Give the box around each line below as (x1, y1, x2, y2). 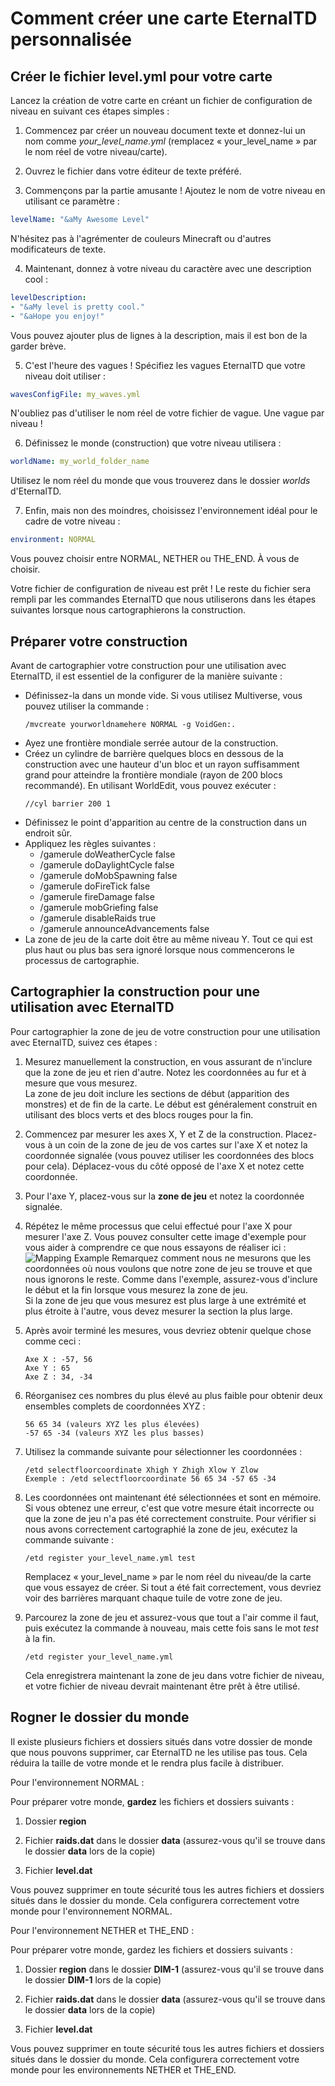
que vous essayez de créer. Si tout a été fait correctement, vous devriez (24, 1581, 322, 1593)
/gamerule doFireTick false (39, 880, 151, 892)
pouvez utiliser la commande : (24, 700, 149, 712)
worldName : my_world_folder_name (10, 457, 150, 467)
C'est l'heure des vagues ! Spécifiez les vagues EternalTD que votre (24, 359, 306, 371)
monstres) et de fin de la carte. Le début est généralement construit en (24, 1098, 318, 1110)
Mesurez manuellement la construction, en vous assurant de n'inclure (24, 1055, 313, 1067)
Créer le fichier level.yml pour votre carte (10, 68, 273, 85)
